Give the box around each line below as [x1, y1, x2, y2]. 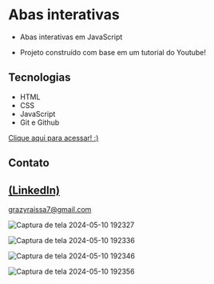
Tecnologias [8, 70, 71, 85]
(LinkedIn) [8, 183, 60, 197]
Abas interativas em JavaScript [19, 32, 123, 42]
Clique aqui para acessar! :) [8, 133, 99, 142]
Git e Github [19, 118, 60, 127]
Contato [8, 156, 50, 170]
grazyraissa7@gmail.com [8, 204, 92, 214]
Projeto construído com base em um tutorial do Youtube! [19, 47, 206, 57]
